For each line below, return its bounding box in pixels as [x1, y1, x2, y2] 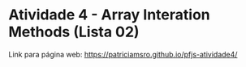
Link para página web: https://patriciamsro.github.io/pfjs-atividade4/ [8, 49, 238, 59]
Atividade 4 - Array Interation [8, 6, 210, 24]
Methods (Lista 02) [8, 23, 140, 41]
